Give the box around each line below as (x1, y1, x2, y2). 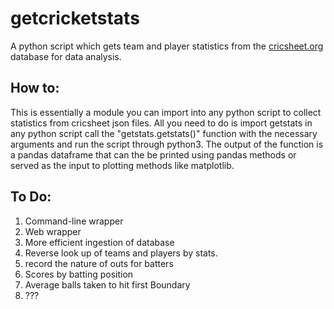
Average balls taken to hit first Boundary (24, 278, 191, 291)
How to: (10, 80, 60, 97)
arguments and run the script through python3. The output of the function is (10, 138, 324, 150)
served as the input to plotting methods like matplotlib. (10, 159, 235, 171)
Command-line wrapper (24, 215, 124, 227)
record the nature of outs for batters (24, 257, 174, 269)
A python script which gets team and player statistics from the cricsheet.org (10, 40, 324, 52)
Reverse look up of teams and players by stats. (24, 247, 218, 259)
